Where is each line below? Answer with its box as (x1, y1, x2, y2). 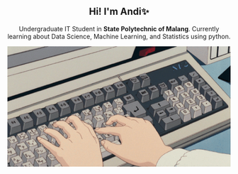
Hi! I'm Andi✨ (89, 6, 149, 18)
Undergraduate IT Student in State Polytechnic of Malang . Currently (18, 24, 220, 33)
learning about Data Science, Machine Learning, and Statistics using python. (7, 32, 231, 40)
